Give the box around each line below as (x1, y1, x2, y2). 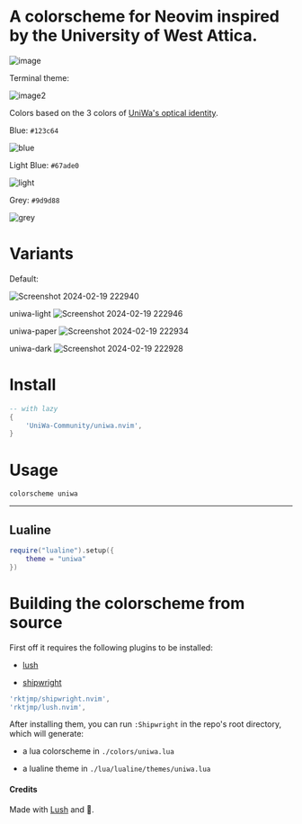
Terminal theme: (9, 72, 70, 83)
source (9, 612, 63, 632)
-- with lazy (9, 404, 58, 413)
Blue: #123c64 (9, 124, 59, 136)
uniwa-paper (9, 326, 58, 336)
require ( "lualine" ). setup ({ (9, 546, 115, 555)
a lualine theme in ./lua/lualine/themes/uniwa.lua (22, 763, 211, 775)
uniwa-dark (9, 343, 52, 354)
